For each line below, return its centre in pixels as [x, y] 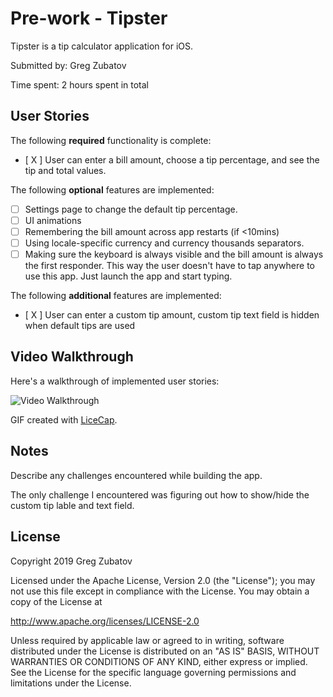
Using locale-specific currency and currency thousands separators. [164, 243]
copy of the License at [56, 601]
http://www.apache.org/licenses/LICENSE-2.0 [105, 621]
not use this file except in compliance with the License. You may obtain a [160, 591]
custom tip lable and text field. [72, 505]
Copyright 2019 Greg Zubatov [71, 561]
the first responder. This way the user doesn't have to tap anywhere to [169, 266]
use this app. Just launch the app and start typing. [128, 276]
